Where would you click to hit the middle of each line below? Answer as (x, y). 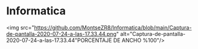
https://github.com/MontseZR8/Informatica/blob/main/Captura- (113, 27)
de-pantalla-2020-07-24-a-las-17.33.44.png (61, 33)
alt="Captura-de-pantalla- (153, 33)
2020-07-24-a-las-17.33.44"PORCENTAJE (59, 40)
